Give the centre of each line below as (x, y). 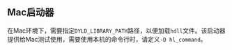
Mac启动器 (31, 12)
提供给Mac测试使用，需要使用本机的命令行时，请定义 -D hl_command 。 (107, 39)
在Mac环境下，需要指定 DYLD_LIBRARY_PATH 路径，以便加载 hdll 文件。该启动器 (116, 31)
